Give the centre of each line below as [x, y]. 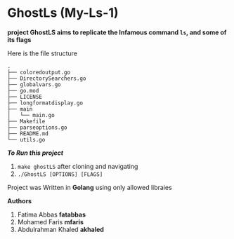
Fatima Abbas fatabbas [52, 214]
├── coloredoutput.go [39, 72]
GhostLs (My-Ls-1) [63, 13]
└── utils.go [26, 139]
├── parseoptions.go [38, 128]
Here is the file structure [43, 53]
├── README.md [28, 134]
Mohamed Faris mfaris [51, 221]
